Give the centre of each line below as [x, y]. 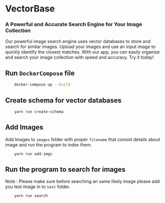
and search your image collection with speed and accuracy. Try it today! [79, 57]
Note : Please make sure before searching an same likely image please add [82, 181]
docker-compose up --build [42, 85]
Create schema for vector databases [63, 100]
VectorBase [30, 9]
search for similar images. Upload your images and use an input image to [80, 47]
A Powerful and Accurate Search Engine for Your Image [74, 24]
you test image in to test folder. [38, 187]
